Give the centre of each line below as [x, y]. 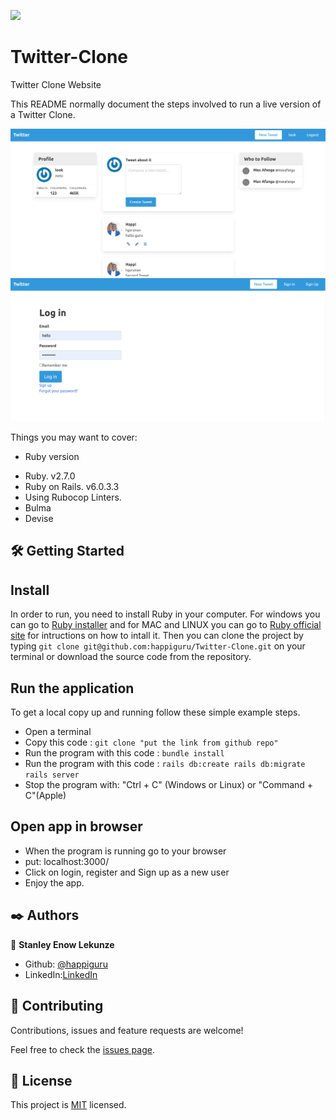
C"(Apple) [45, 796]
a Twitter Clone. [43, 114]
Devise [39, 519]
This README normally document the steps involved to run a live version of [166, 104]
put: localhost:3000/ [67, 861]
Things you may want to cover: [74, 437]
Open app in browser [76, 826]
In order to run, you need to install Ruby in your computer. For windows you [165, 614]
